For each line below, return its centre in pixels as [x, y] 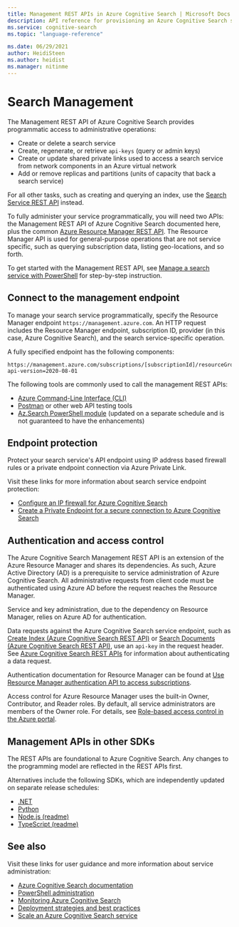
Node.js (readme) [43, 816]
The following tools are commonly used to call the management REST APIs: [118, 384]
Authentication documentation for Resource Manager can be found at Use [116, 675]
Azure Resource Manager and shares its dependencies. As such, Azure [112, 565]
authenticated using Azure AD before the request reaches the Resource [112, 588]
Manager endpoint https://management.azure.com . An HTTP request [107, 322]
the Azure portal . [32, 719]
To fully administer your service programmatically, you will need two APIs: [116, 216]
